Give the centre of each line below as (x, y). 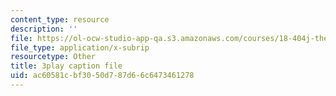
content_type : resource (60, 19)
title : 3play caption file (66, 66)
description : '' (44, 29)
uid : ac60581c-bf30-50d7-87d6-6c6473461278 (102, 76)
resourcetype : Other (53, 57)
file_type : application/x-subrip (80, 47)
